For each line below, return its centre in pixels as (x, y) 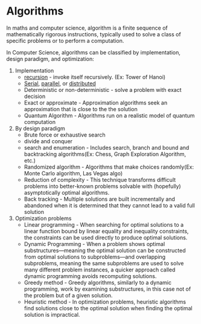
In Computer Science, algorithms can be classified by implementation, (94, 52)
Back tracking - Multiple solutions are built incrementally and (99, 199)
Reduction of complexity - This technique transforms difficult (100, 180)
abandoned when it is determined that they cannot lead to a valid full (109, 205)
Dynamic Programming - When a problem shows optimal (94, 244)
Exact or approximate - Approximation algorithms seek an (96, 102)
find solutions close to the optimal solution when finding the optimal (108, 308)
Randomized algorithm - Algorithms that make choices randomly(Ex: (109, 167)
